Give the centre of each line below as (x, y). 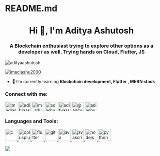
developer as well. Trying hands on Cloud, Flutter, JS (81, 52)
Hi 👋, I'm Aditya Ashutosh (81, 31)
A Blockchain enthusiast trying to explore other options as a (81, 46)
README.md (31, 9)
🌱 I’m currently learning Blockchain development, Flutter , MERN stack (83, 81)
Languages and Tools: (32, 121)
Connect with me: (26, 94)
